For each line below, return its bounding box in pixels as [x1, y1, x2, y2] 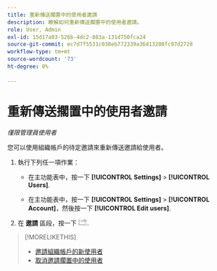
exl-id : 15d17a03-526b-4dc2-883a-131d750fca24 [7, 34, 146, 41]
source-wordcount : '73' [7, 56, 77, 63]
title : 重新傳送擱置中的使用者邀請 [7, 11, 98, 18]
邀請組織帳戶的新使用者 [34, 247, 103, 256]
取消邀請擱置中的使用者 [34, 256, 103, 264]
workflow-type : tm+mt [7, 48, 71, 55]
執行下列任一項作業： [17, 158, 79, 166]
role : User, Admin [7, 26, 61, 33]
